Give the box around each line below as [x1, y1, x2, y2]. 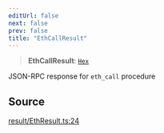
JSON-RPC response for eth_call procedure [8, 71, 156, 81]
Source [8, 95, 46, 108]
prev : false [8, 26, 48, 34]
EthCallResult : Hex [27, 56, 90, 66]
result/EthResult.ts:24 [8, 116, 80, 126]
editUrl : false [8, 11, 59, 20]
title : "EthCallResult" [8, 34, 88, 42]
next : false [8, 19, 48, 27]
